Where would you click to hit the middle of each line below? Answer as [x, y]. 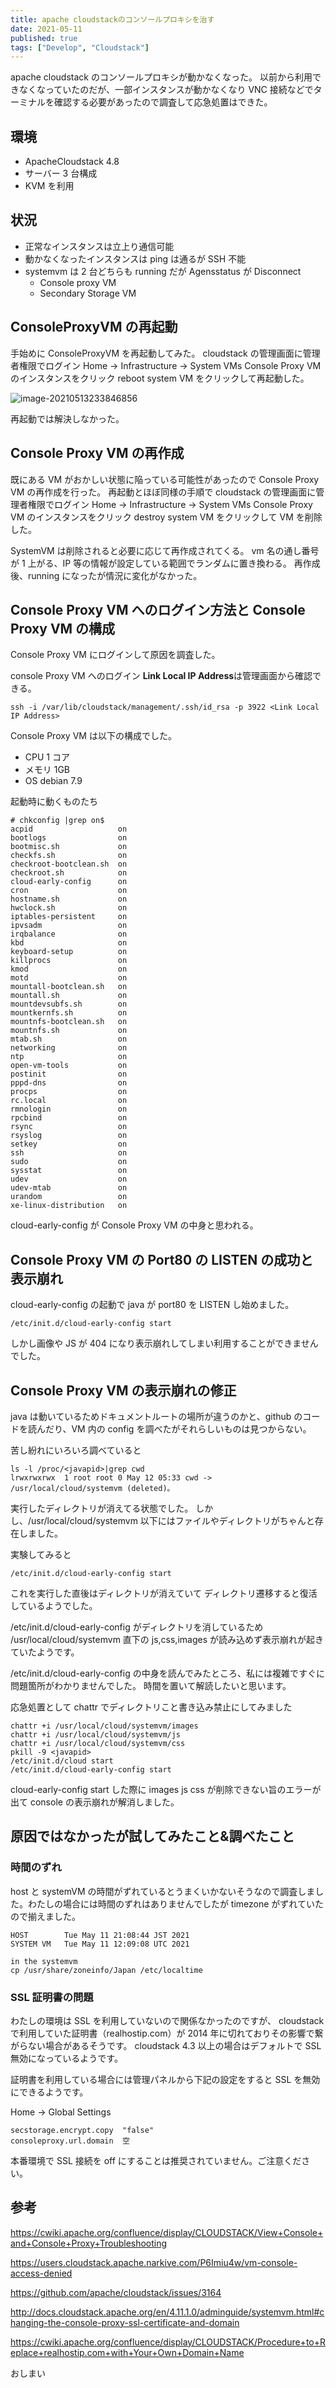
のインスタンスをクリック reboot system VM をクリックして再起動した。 [160, 378]
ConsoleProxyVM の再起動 [94, 327]
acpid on [69, 829]
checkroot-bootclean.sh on [69, 864]
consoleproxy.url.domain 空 [70, 2141]
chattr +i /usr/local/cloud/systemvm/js [96, 1734]
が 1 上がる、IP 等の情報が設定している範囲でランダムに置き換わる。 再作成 [165, 563]
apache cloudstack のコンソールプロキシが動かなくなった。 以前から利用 [161, 77]
